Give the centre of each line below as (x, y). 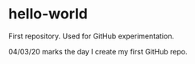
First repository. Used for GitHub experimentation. (91, 36)
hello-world (48, 14)
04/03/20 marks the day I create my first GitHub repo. (98, 51)
